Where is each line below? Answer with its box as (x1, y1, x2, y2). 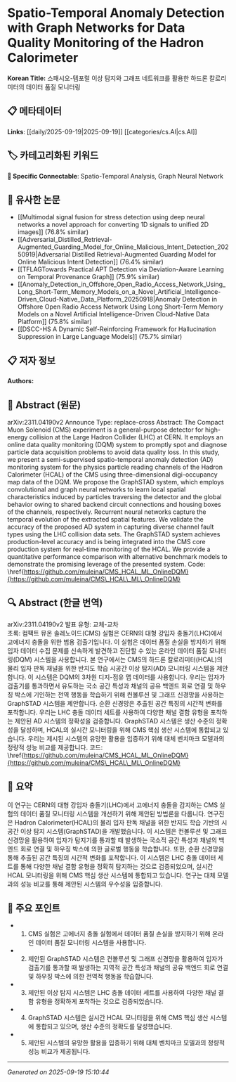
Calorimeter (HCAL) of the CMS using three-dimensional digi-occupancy (7, 470, 218, 479)
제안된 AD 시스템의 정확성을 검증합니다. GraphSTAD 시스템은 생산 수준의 (14, 716, 215, 725)
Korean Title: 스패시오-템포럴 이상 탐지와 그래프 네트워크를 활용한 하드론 (7, 74, 209, 82)
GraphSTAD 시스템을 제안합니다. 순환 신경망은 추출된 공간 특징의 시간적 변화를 (7, 699, 223, 707)
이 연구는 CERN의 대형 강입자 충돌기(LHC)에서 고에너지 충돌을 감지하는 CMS (7, 800, 218, 809)
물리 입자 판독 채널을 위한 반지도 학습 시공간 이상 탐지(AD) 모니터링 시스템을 (7, 664, 216, 672)
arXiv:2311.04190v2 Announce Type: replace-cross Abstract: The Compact (7, 418, 224, 426)
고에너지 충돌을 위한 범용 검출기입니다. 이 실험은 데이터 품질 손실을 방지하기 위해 (7, 638, 227, 646)
